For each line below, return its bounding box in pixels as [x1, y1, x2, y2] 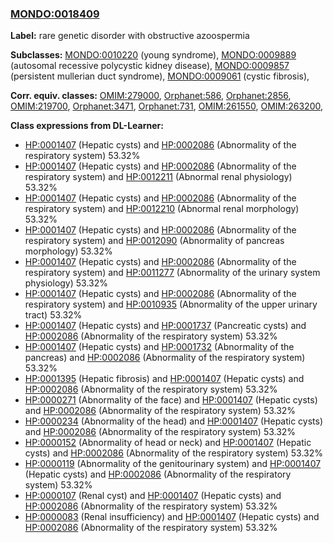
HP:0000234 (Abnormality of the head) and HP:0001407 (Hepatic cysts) [24, 415, 324, 427]
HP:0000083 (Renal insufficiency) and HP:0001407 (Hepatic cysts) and [24, 511, 320, 523]
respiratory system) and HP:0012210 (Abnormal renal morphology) [24, 203, 300, 215]
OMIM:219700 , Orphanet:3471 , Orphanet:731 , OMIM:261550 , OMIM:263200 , [10, 100, 324, 112]
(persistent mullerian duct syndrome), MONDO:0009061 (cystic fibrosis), [10, 70, 310, 82]
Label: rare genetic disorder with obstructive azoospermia [10, 30, 250, 42]
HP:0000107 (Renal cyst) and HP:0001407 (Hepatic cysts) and [24, 490, 282, 502]
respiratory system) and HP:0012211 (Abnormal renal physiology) [24, 171, 293, 183]
